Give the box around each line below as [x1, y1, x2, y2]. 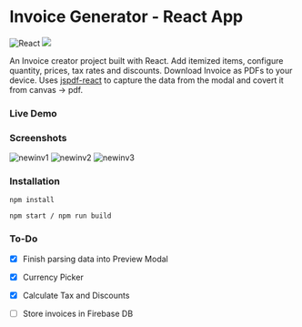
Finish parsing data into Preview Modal [22, 253, 168, 264]
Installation [9, 175, 61, 188]
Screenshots [9, 131, 67, 144]
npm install [9, 196, 55, 205]
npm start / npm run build [9, 211, 112, 220]
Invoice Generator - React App [9, 6, 244, 27]
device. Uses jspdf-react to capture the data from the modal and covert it [9, 75, 284, 86]
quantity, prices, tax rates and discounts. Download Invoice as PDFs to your [9, 65, 293, 76]
